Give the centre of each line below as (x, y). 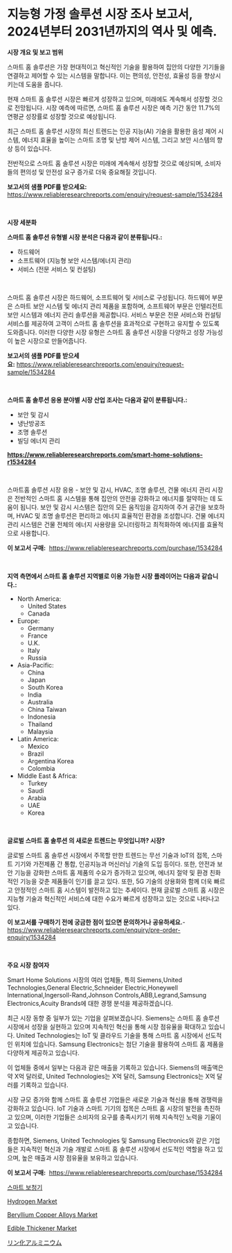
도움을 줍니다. (44, 84)
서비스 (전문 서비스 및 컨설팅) (56, 269)
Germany (41, 628)
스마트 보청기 (25, 1187)
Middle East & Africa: (47, 776)
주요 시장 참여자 (28, 965)
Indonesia (42, 717)
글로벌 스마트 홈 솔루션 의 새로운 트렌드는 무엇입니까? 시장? (86, 840)
